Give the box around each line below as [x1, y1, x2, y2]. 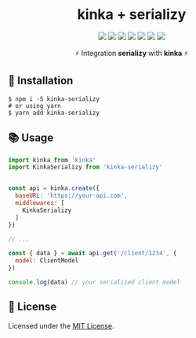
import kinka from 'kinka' [8, 156, 96, 164]
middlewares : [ [15, 199, 65, 207]
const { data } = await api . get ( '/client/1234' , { [8, 250, 177, 258]
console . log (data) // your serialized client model [8, 278, 180, 287]
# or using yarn [8, 102, 61, 110]
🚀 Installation [8, 74, 74, 87]
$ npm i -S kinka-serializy [8, 95, 100, 103]
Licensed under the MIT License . [8, 321, 114, 330]
